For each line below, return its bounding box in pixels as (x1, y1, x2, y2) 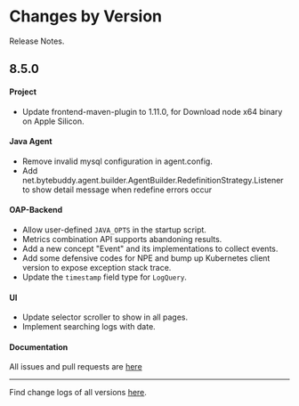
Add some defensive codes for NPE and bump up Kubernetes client (21, 252, 271, 264)
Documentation (9, 341, 69, 353)
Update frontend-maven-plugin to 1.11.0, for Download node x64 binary (21, 106, 283, 117)
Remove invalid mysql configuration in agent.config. (21, 156, 214, 166)
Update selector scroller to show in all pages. (21, 312, 189, 322)
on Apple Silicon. (21, 116, 85, 126)
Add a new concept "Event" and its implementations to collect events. (21, 243, 279, 254)
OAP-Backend (9, 205, 63, 215)
